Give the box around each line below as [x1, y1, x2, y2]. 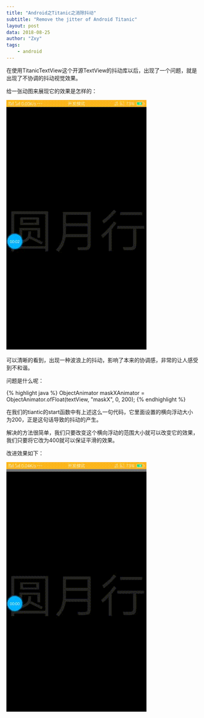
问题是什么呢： [6, 377, 44, 384]
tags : [6, 42, 20, 48]
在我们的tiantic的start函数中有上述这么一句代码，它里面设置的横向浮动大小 [6, 408, 194, 415]
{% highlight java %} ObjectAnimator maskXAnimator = [6, 389, 145, 396]
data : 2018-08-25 [6, 29, 51, 35]
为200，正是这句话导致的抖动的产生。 [6, 416, 102, 423]
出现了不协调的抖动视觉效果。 [6, 74, 81, 82]
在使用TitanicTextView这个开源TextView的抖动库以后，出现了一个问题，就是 [6, 67, 197, 74]
